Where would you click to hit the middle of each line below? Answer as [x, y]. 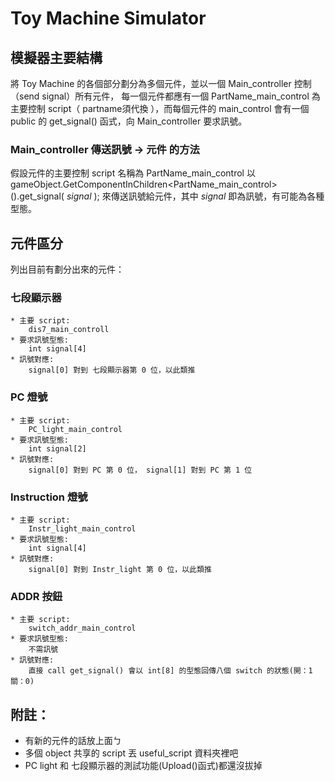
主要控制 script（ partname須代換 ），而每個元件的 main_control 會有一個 [160, 108]
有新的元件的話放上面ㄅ [73, 741]
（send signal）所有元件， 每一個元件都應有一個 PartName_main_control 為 [165, 96]
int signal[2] [57, 448]
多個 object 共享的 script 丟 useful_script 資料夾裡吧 [131, 753]
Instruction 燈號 [49, 497]
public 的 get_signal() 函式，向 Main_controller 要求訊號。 [129, 121]
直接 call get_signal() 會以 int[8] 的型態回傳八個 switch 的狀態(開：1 [170, 671]
